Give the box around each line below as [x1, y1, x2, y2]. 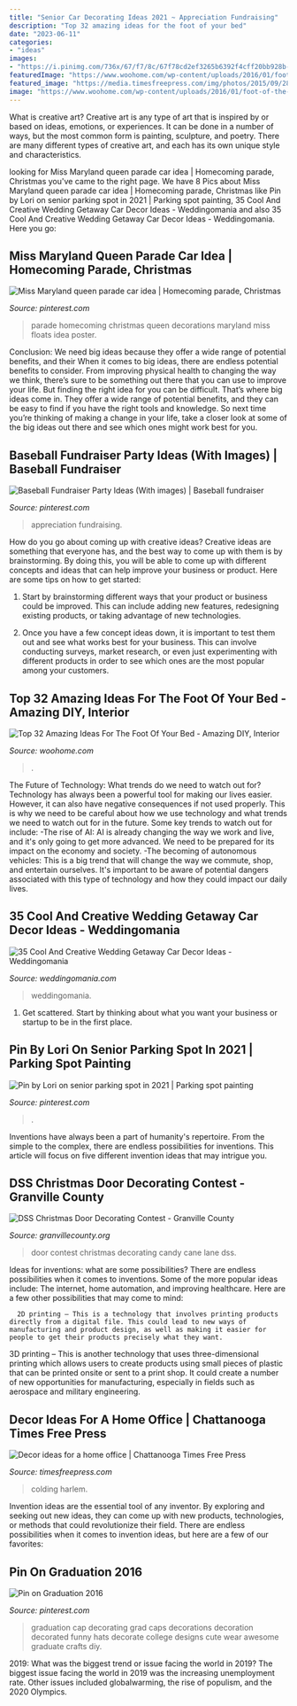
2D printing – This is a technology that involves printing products [17, 1310, 278, 1319]
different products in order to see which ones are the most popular [21, 656, 265, 666]
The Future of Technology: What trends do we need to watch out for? [9, 779, 262, 790]
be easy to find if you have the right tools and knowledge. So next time [9, 403, 267, 414]
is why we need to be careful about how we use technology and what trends [9, 807, 287, 818]
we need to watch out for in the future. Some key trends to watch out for [9, 817, 272, 828]
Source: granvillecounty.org [9, 1230, 110, 1241]
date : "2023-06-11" [9, 29, 81, 38]
